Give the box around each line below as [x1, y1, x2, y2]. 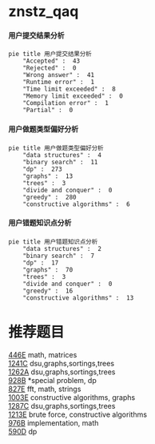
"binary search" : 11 [22, 158, 98, 166]
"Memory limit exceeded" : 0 [22, 92, 124, 100]
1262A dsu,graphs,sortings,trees [8, 367, 116, 377]
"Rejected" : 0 [22, 64, 77, 72]
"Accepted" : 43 [22, 57, 81, 66]
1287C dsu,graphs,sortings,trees [8, 401, 116, 410]
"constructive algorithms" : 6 [22, 200, 130, 208]
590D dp [8, 426, 38, 436]
